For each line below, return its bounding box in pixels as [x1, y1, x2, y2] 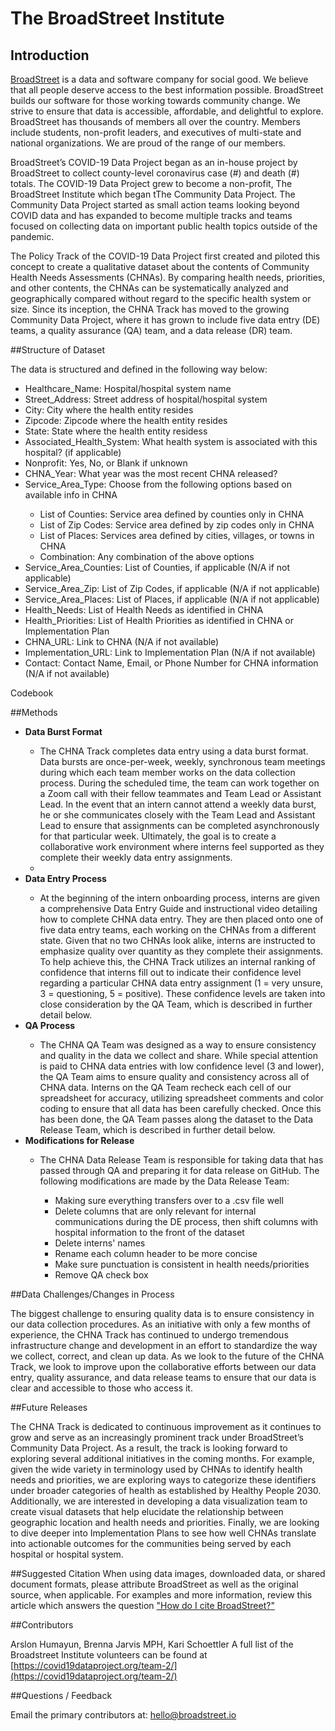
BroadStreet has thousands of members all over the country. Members [10, 116, 301, 127]
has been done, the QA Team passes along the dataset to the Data [39, 1113, 314, 1125]
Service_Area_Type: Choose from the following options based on [24, 478, 292, 490]
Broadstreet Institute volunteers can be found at [10, 1649, 208, 1661]
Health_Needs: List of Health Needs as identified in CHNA [24, 604, 264, 616]
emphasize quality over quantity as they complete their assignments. [39, 945, 324, 957]
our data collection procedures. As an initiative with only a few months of [10, 1318, 311, 1330]
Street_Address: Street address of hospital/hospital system [24, 393, 268, 405]
